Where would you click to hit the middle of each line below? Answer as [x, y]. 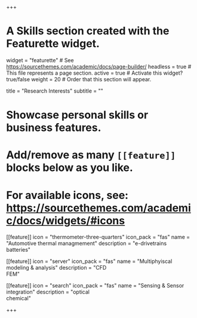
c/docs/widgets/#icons [66, 220]
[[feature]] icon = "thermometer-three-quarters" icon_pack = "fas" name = [98, 237]
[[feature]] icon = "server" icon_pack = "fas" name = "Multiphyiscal [89, 261]
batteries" [19, 250]
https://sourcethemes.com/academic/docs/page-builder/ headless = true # [99, 66]
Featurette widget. [53, 44]
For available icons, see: [67, 195]
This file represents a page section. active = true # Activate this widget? [95, 73]
